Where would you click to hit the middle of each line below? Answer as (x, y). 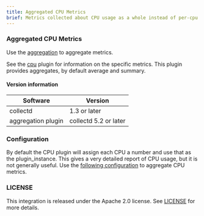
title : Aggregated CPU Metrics (46, 12)
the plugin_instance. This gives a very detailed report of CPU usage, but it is (102, 159)
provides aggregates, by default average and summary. (76, 70)
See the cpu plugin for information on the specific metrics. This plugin (94, 64)
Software (36, 100)
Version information (32, 85)
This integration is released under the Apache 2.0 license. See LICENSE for (101, 201)
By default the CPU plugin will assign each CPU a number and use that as (99, 153)
